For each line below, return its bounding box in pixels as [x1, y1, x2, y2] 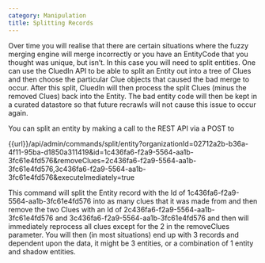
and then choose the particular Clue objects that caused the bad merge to [8, 74, 250, 84]
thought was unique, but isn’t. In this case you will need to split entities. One [8, 57, 256, 67]
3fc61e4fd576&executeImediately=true [8, 172, 135, 182]
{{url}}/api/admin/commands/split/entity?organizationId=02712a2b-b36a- [8, 139, 249, 148]
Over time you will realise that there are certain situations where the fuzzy [8, 40, 249, 50]
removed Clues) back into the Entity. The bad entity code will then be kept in [8, 91, 258, 101]
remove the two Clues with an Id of [8, 204, 123, 214]
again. [8, 108, 29, 117]
